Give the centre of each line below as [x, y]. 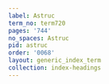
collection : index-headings [55, 68]
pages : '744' [30, 30]
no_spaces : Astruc [39, 38]
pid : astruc [28, 46]
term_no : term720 [37, 23]
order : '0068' [32, 53]
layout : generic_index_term [55, 61]
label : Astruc [32, 16]
